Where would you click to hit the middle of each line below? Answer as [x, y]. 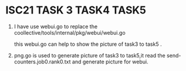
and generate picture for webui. [110, 62]
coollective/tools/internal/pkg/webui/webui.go [70, 32]
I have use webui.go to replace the [56, 26]
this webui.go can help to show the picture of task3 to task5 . [88, 44]
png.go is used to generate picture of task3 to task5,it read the [89, 55]
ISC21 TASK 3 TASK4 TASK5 [76, 10]
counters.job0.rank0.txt [42, 62]
